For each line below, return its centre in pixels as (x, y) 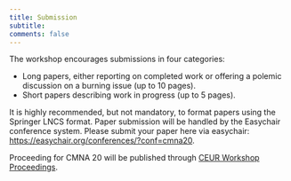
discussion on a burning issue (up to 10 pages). (109, 86)
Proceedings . (33, 167)
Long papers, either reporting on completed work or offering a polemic (152, 76)
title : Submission (43, 17)
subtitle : (28, 26)
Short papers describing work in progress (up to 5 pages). (129, 95)
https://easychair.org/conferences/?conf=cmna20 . (102, 141)
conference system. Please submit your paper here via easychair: (129, 131)
